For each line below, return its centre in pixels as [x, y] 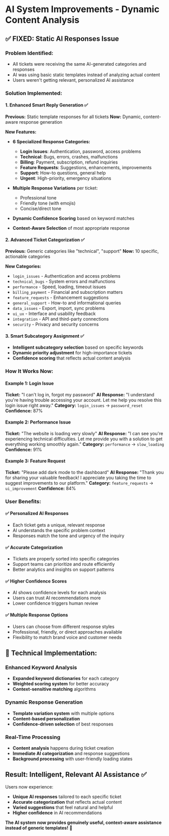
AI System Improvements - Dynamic [82, 9]
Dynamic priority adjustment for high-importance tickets [72, 353]
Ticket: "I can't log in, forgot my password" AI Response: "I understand [80, 394]
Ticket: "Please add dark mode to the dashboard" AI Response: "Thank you [84, 472]
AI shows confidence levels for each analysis [60, 593]
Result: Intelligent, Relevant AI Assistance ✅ [76, 775]
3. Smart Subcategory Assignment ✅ [45, 336]
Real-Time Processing [33, 737]
